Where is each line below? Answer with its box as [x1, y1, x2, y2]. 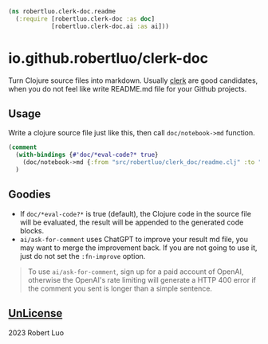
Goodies [8, 188, 51, 201]
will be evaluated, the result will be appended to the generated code [19, 217, 244, 227]
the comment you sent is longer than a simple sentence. [27, 283, 213, 293]
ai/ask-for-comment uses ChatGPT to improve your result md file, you [19, 234, 249, 244]
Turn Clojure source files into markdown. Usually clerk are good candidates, [8, 76, 258, 85]
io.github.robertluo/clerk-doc [8, 49, 209, 67]
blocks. [19, 225, 45, 235]
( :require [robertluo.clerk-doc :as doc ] [15, 14, 156, 23]
